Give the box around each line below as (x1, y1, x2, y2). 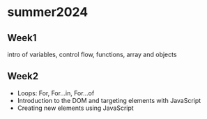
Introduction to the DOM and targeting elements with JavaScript (17, 96, 201, 104)
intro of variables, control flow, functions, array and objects (7, 50, 177, 58)
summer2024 (7, 4, 89, 20)
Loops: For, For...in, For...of (17, 88, 95, 97)
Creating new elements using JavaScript (17, 104, 134, 112)
